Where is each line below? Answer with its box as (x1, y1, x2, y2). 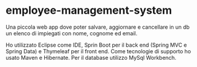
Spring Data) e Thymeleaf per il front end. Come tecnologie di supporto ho (5, 47, 192, 54)
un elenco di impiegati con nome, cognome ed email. (5, 29, 138, 36)
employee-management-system (5, 4, 172, 17)
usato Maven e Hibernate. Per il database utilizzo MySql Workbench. (5, 54, 176, 61)
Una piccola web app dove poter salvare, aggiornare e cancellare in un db (5, 23, 190, 31)
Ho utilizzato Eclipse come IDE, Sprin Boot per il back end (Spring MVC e (5, 41, 187, 48)
